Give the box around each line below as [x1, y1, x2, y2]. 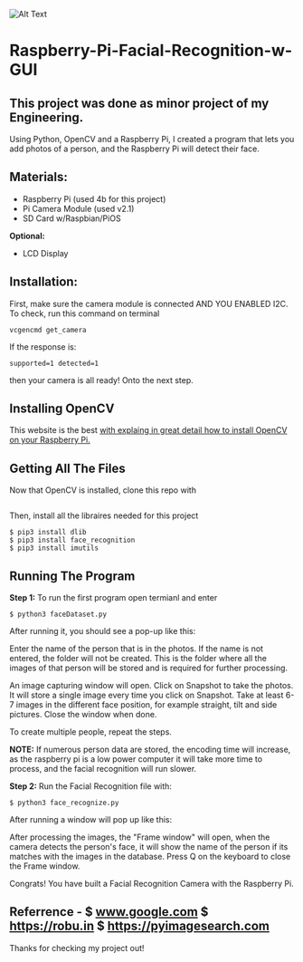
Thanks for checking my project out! [9, 942, 145, 953]
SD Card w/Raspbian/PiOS [22, 213, 121, 224]
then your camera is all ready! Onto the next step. [9, 374, 194, 385]
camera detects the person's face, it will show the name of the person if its [9, 842, 289, 852]
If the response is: [9, 341, 77, 352]
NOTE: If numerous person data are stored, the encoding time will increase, [9, 744, 291, 755]
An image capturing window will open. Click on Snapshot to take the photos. [9, 680, 294, 691]
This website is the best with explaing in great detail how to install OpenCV [9, 425, 288, 436]
